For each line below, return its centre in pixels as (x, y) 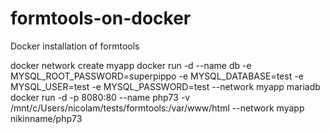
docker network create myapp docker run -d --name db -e (131, 65)
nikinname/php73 (46, 118)
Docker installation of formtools (75, 46)
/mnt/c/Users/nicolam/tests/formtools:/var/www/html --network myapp (157, 108)
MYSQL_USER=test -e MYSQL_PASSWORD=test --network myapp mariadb (165, 86)
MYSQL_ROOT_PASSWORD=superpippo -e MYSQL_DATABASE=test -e (157, 76)
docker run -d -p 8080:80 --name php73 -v (100, 97)
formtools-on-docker (101, 18)
